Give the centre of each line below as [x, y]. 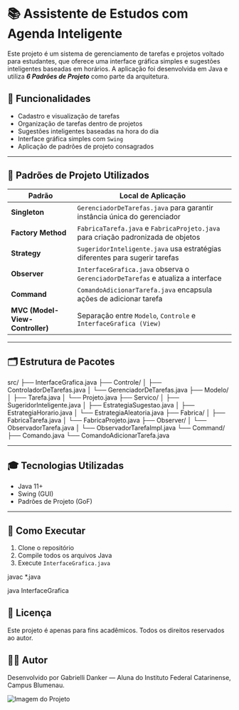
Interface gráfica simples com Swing [70, 138]
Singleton [28, 212]
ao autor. [20, 638]
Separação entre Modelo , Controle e [137, 315]
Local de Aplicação [153, 196]
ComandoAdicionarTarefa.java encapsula [145, 290]
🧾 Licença [30, 613]
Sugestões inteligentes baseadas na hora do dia [88, 131]
